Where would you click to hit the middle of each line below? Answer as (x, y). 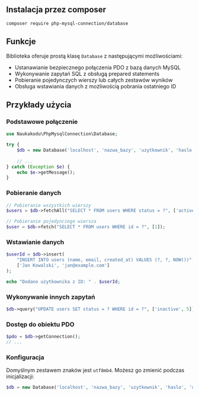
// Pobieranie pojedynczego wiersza (51, 222)
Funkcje (21, 42)
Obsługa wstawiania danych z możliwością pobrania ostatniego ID (95, 86)
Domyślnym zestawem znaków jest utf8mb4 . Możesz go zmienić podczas (95, 371)
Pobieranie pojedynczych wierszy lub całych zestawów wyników (94, 80)
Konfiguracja (25, 357)
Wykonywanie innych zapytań (51, 297)
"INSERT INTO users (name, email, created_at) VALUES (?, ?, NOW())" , (106, 260)
